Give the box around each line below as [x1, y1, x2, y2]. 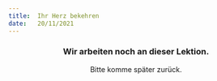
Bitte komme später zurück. [90, 64, 182, 74]
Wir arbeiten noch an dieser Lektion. [62, 46, 210, 58]
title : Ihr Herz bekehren [8, 11, 100, 20]
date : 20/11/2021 [8, 19, 74, 28]
